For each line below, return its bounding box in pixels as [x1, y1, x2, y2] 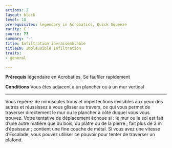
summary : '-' [5, 36, 33, 42]
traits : [5, 50, 22, 55]
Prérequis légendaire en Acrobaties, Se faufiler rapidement [5, 74, 131, 80]
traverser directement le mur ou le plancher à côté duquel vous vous [5, 109, 150, 116]
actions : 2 [5, 7, 29, 13]
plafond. [5, 137, 23, 143]
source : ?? [5, 31, 29, 36]
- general [5, 55, 27, 61]
